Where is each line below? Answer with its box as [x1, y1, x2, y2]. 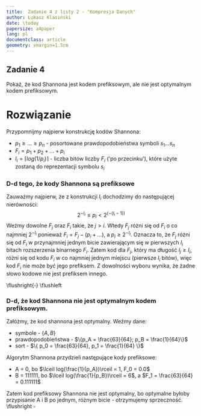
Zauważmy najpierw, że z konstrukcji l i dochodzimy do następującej [6, 193, 175, 201]
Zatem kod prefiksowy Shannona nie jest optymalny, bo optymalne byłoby [6, 390, 190, 397]
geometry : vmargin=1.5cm [6, 43, 69, 49]
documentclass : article [6, 37, 66, 43]
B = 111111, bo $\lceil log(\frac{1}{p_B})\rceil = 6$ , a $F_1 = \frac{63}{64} [14, 372, 193, 379]
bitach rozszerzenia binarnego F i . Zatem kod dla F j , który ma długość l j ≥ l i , [6, 246, 193, 255]
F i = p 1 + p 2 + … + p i [14, 147, 65, 156]
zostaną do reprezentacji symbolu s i [14, 163, 105, 171]
